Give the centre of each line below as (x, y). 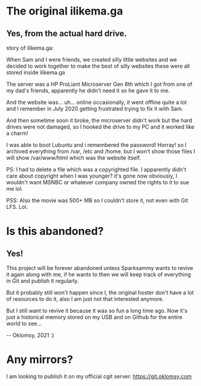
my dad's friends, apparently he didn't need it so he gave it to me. (88, 91)
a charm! (17, 133)
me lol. (14, 189)
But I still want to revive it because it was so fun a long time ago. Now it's (97, 310)
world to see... (24, 323)
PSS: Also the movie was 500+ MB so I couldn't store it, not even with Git (97, 200)
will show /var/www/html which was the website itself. (74, 158)
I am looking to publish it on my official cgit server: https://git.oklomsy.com (99, 376)
